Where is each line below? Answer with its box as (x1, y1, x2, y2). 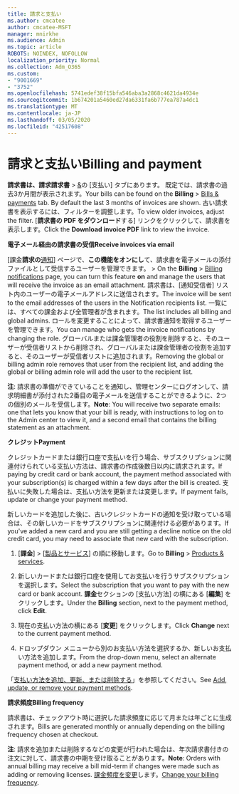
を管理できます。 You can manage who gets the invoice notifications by (7, 325, 216, 334)
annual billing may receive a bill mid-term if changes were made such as (7, 762, 219, 771)
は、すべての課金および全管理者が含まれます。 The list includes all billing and (7, 308, 231, 316)
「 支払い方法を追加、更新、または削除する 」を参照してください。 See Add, (7, 676, 228, 684)
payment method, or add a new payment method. (17, 661, 164, 669)
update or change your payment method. (7, 496, 128, 504)
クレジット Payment (7, 438, 66, 446)
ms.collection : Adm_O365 (7, 63, 81, 70)
